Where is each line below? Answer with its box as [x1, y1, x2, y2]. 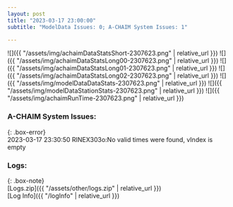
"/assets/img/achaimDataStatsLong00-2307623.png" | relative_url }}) [16, 57, 219, 65]
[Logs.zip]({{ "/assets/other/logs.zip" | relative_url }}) [7, 184, 162, 192]
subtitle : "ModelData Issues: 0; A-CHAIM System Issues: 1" [7, 23, 189, 30]
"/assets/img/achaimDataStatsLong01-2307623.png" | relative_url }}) [16, 64, 217, 73]
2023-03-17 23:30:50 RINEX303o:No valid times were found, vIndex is [7, 135, 213, 143]
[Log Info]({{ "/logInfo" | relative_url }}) [7, 191, 120, 200]
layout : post [7, 10, 46, 18]
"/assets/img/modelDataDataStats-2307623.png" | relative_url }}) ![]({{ [16, 79, 222, 88]
